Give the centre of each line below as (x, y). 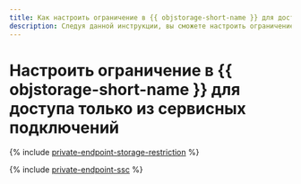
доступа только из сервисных (128, 108)
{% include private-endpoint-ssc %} (76, 170)
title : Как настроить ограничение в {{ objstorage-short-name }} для (142, 18)
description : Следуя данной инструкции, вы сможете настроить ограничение (152, 26)
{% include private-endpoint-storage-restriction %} (104, 153)
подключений (64, 127)
